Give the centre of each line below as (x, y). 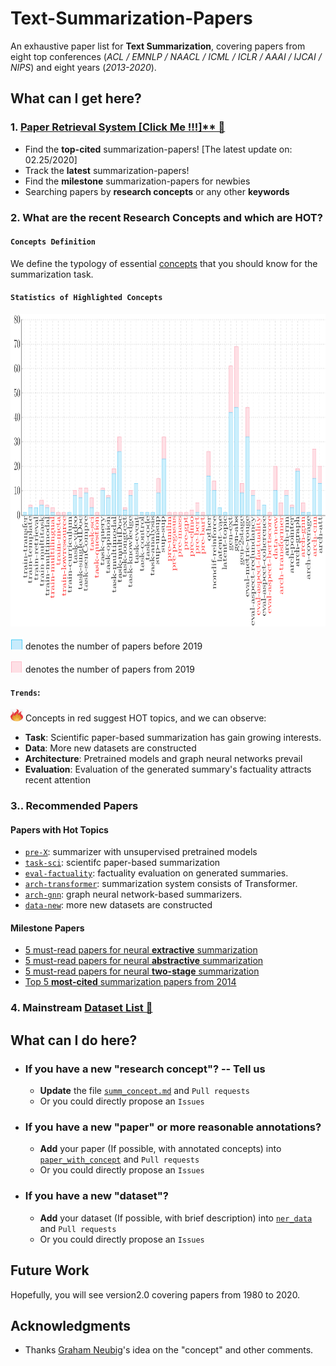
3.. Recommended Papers (74, 806)
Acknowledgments (71, 1325)
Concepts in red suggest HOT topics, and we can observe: (145, 718)
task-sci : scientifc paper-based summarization (122, 863)
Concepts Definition (53, 242)
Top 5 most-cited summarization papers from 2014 (130, 982)
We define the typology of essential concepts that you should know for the (164, 263)
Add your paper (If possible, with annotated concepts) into (160, 1149)
